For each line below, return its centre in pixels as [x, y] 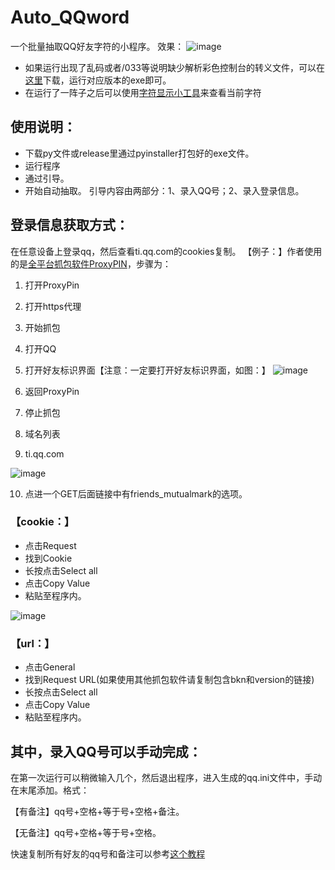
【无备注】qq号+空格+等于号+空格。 [86, 832]
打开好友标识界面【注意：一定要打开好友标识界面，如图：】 [147, 370]
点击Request [50, 545]
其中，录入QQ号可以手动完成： [106, 751]
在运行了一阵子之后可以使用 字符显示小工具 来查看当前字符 [143, 92]
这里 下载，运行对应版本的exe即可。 [98, 80]
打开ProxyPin [52, 285]
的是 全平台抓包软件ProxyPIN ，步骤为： [91, 263]
